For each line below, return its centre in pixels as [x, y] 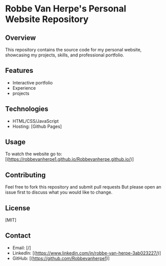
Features [19, 71]
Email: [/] [22, 248]
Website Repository [47, 19]
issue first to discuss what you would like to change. [59, 192]
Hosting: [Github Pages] [37, 126]
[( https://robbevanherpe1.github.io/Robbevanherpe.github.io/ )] [70, 159]
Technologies [27, 109]
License [18, 208]
